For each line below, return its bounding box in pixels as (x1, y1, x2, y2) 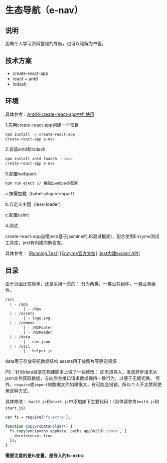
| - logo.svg (23, 316, 51, 321)
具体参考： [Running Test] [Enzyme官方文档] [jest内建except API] (5, 250, 140, 256)
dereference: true (14, 433, 53, 438)
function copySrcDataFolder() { (5, 424, 73, 429)
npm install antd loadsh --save (5, 157, 73, 162)
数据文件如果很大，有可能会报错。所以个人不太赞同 (52, 381, 158, 388)
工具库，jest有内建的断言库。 (5, 240, 66, 246)
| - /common (10, 321, 35, 326)
